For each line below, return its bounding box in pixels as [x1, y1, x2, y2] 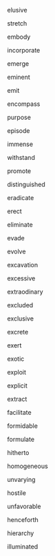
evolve [7, 247, 26, 255]
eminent [7, 73, 31, 81]
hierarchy [7, 529, 34, 537]
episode [7, 127, 30, 134]
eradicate [7, 194, 34, 201]
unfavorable [7, 502, 41, 510]
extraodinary [7, 287, 43, 296]
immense [7, 140, 33, 148]
